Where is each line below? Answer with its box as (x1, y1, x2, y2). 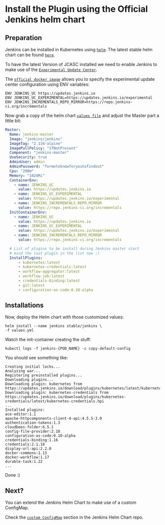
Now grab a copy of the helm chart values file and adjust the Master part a (5, 112, 160, 118)
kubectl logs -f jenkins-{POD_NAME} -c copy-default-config (5, 346, 131, 351)
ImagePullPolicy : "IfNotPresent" (9, 145, 78, 151)
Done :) (5, 472, 21, 478)
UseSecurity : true (9, 155, 48, 160)
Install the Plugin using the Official (5, 3, 148, 15)
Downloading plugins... (5, 377, 54, 383)
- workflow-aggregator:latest (18, 269, 80, 274)
